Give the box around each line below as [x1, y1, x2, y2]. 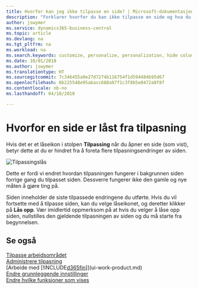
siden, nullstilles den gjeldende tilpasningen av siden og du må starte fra [6, 212, 182, 220]
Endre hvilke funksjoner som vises [6, 276, 90, 283]
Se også [6, 236, 37, 246]
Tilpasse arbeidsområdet [6, 251, 67, 258]
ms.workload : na [6, 47, 46, 53]
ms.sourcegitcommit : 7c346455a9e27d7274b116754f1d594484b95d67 [6, 74, 165, 80]
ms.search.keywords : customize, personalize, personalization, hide [6, 52, 178, 58]
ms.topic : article [6, 31, 51, 36]
